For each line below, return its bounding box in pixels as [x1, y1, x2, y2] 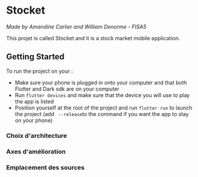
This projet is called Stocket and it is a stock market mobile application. [6, 34, 180, 41]
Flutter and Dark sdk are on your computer [14, 85, 120, 92]
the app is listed [14, 98, 54, 105]
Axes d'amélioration [6, 147, 66, 156]
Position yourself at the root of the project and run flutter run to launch [14, 104, 193, 111]
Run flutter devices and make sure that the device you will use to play [14, 91, 190, 98]
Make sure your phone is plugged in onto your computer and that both [14, 79, 187, 86]
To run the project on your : [6, 67, 73, 75]
